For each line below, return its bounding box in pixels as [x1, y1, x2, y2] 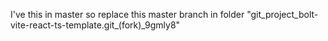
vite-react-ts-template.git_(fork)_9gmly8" [10, 19, 181, 31]
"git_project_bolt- [246, 9, 319, 20]
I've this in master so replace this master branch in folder [10, 9, 245, 20]
